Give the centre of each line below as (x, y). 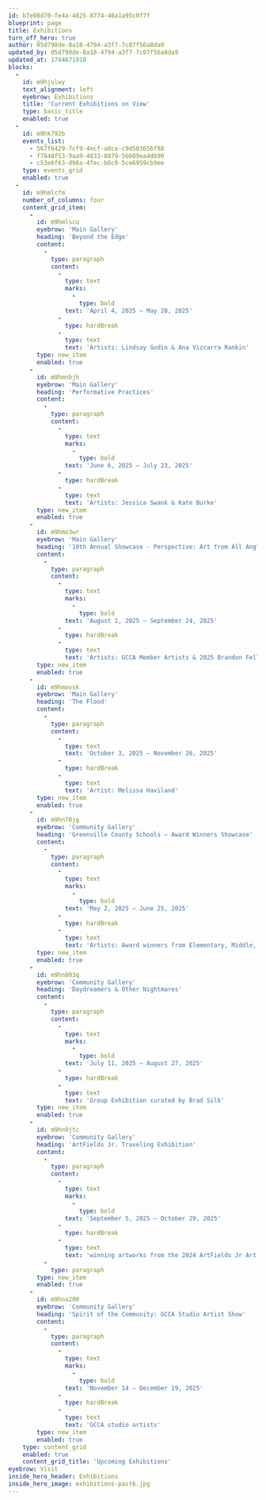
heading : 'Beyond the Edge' (83, 237)
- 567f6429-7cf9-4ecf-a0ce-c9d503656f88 (97, 148)
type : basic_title (53, 112)
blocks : (21, 67)
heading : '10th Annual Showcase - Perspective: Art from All (140, 547)
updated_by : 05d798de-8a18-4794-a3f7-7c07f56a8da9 (93, 52)
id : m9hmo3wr (58, 533)
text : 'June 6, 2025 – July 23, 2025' (129, 466)
